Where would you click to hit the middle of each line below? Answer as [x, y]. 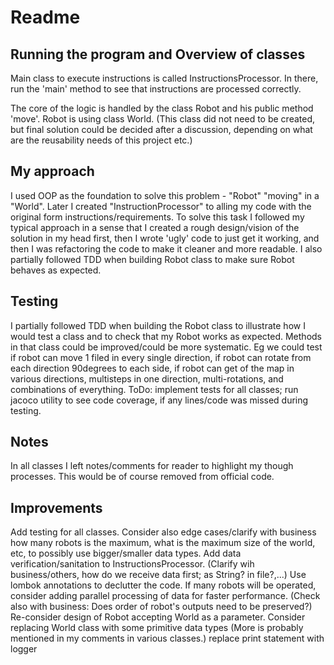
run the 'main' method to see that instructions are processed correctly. [156, 89]
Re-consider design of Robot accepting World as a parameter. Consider [158, 617]
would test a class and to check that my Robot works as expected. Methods [166, 336]
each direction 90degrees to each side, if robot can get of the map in [152, 368]
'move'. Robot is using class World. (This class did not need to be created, [162, 119]
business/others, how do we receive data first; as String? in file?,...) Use [158, 575]
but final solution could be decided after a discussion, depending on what [161, 129]
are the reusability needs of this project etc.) [101, 140]
